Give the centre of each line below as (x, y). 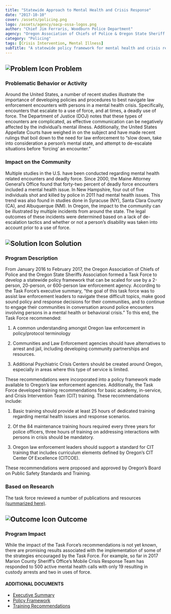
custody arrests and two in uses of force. (48, 572)
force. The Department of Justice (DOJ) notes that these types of (74, 116)
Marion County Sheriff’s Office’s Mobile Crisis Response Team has (75, 561)
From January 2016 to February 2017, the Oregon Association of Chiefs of (82, 269)
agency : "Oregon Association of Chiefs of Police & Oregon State (76, 34)
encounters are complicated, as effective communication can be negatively (84, 122)
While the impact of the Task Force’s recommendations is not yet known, (81, 545)
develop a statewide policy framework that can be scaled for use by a (78, 280)
